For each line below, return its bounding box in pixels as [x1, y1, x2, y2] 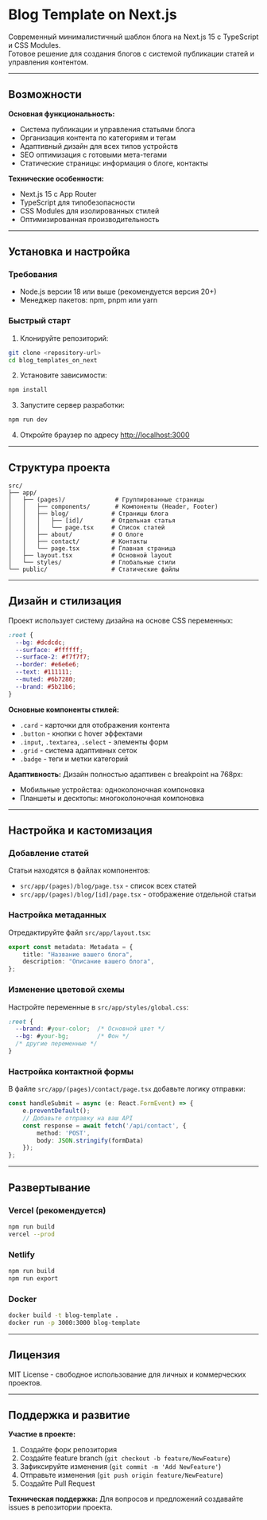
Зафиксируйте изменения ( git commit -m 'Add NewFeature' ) [19, 1462, 222, 1471]
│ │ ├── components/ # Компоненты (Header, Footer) [8, 503, 219, 511]
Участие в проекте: [8, 1429, 76, 1439]
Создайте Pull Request [19, 1479, 95, 1488]
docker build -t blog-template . [8, 1311, 119, 1319]
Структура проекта [8, 460, 110, 475]
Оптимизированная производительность [19, 214, 160, 224]
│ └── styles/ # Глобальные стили [8, 559, 176, 567]
